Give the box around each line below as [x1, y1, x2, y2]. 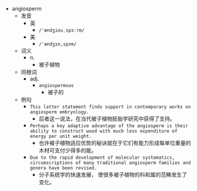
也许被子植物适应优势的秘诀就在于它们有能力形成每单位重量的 [38, 140, 192, 146]
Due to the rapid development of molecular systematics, [29, 155, 175, 161]
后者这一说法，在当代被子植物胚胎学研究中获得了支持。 [38, 115, 175, 122]
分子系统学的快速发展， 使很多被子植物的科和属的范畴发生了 [38, 171, 187, 178]
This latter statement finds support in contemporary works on [29, 104, 191, 110]
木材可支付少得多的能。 [38, 147, 97, 154]
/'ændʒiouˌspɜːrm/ [38, 27, 85, 33]
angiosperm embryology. [29, 109, 89, 115]
